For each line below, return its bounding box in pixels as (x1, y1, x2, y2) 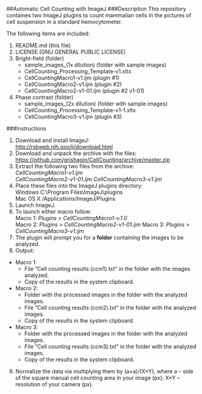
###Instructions (6, 125, 47, 132)
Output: (15, 247, 35, 254)
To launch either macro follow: (15, 208, 92, 215)
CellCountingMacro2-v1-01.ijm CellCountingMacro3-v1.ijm (15, 176, 162, 182)
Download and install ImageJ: (15, 137, 90, 144)
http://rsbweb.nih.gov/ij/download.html (15, 143, 113, 150)
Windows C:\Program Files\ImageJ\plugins (15, 188, 123, 196)
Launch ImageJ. (15, 201, 56, 209)
